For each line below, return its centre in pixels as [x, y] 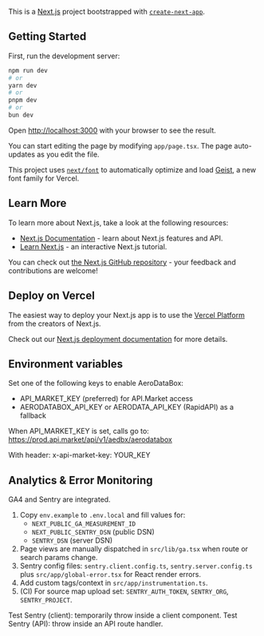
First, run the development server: [64, 56]
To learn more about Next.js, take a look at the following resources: [118, 222]
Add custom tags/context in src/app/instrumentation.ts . [114, 583]
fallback [33, 415]
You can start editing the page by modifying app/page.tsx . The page [120, 145]
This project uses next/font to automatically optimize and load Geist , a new [132, 169]
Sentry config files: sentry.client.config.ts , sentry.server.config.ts [136, 566]
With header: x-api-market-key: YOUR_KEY [79, 455]
